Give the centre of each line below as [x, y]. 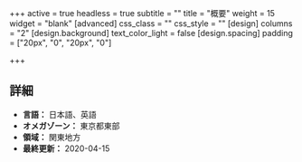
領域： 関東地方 [52, 137]
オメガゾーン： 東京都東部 [71, 126]
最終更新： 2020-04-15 [66, 148]
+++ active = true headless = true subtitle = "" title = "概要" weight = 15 [142, 13]
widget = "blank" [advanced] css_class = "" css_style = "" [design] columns [151, 24]
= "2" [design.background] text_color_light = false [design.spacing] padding [151, 33]
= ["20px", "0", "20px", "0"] [61, 43]
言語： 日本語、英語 [59, 114]
